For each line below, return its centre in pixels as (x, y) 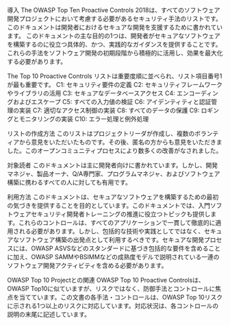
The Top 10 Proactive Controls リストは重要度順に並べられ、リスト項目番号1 (115, 76)
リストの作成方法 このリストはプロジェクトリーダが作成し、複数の (101, 133)
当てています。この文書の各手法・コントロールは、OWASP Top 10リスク (121, 297)
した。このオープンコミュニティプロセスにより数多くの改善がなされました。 (115, 151)
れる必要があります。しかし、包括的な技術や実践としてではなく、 (112, 231)
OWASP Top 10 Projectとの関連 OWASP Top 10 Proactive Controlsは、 (106, 280)
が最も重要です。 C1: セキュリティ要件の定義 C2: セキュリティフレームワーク (115, 85)
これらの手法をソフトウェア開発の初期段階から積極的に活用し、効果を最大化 (115, 53)
